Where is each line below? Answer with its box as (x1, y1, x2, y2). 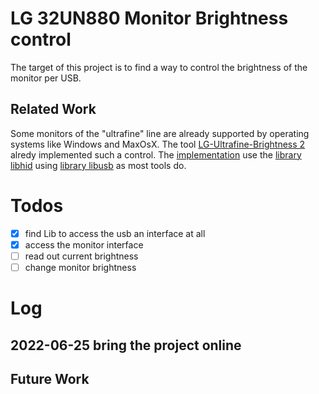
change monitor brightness (24, 261, 137, 273)
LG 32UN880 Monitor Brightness (10, 7, 289, 30)
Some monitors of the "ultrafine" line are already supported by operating (10, 127, 310, 139)
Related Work (10, 101, 97, 118)
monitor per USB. (10, 72, 82, 84)
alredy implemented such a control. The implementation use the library (10, 148, 302, 161)
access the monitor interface (24, 238, 144, 251)
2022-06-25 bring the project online (10, 337, 242, 354)
